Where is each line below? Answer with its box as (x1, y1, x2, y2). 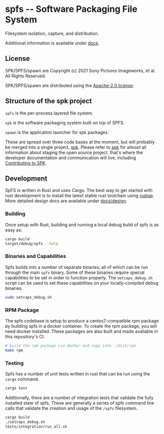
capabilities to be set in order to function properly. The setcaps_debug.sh (5, 274, 153, 281)
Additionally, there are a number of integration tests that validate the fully (5, 394, 154, 400)
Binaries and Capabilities (5, 253, 67, 260)
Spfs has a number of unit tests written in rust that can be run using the (5, 371, 150, 376)
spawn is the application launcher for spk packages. (5, 129, 109, 135)
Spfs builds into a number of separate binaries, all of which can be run (5, 264, 148, 270)
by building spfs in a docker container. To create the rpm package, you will (5, 323, 157, 329)
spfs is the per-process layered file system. (5, 110, 94, 116)
